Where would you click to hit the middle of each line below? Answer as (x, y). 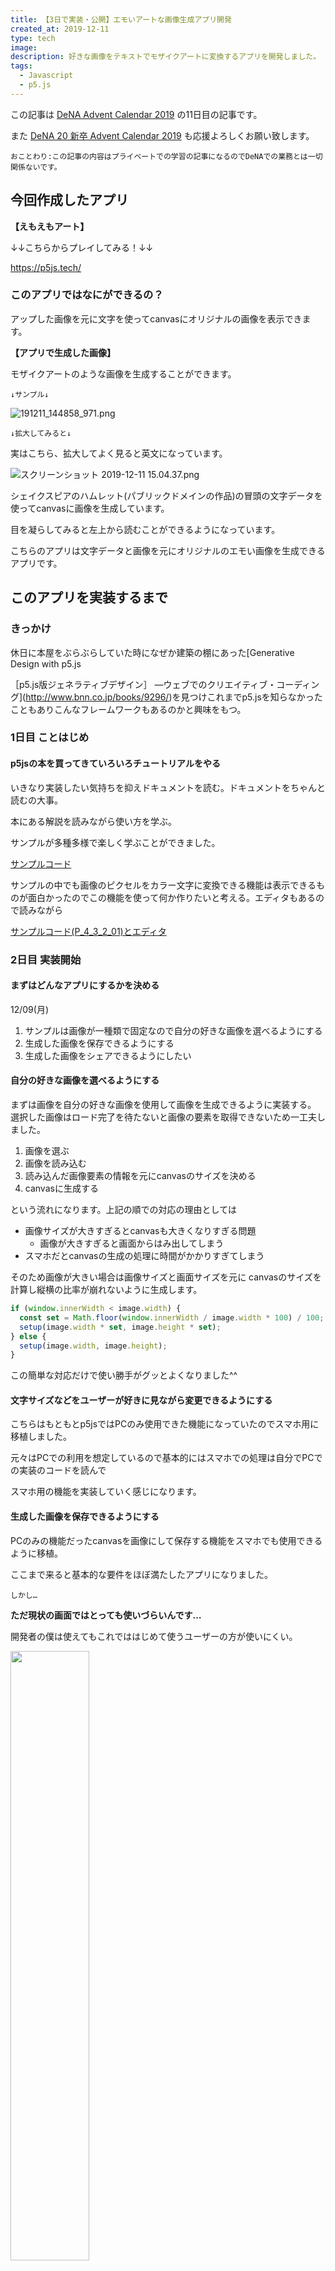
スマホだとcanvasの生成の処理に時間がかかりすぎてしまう (144, 1255)
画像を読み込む (55, 1163)
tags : (21, 66)
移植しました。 (41, 1437)
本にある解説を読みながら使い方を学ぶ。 (93, 821)
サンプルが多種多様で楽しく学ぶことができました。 (115, 842)
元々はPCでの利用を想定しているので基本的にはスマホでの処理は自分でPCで (166, 1458)
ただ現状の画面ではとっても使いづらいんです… (106, 1615)
